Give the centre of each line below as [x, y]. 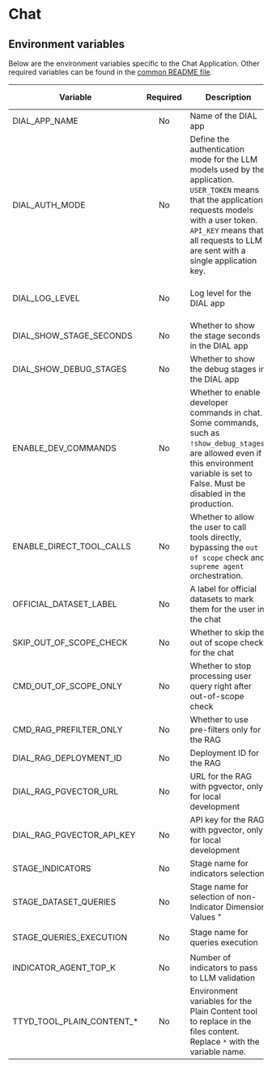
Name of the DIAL [223, 116]
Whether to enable [225, 392]
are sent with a [218, 250]
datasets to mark [222, 599]
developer [209, 402]
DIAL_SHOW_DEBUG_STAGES [70, 369]
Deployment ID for [225, 753]
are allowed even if [225, 453]
